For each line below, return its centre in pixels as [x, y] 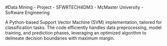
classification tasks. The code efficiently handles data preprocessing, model [83, 27]
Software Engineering [27, 12]
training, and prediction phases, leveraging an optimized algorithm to [76, 33]
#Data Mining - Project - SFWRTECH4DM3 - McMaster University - [74, 7]
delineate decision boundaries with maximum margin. [60, 38]
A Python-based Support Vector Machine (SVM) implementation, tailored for [83, 22]
